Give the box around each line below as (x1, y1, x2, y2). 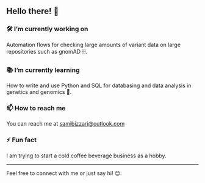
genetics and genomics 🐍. (6, 88, 72, 95)
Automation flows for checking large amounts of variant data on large (6, 41, 181, 48)
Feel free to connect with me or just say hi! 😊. (6, 169, 122, 177)
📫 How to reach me (6, 104, 66, 112)
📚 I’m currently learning (6, 65, 80, 74)
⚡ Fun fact (6, 135, 37, 144)
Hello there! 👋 (6, 6, 59, 16)
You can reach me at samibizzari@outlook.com (6, 120, 125, 127)
